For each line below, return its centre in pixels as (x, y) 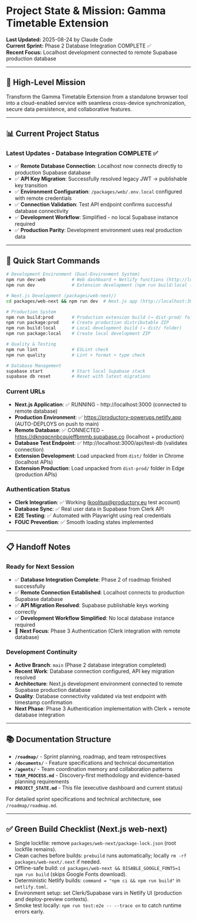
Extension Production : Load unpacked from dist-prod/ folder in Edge (99, 468)
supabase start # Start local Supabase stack (76, 371)
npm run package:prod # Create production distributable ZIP (87, 323)
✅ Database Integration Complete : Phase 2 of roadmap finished (93, 579)
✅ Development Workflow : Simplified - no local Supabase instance (96, 217)
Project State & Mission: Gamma (86, 11)
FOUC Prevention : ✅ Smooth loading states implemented (84, 522)
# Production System (31, 312)
